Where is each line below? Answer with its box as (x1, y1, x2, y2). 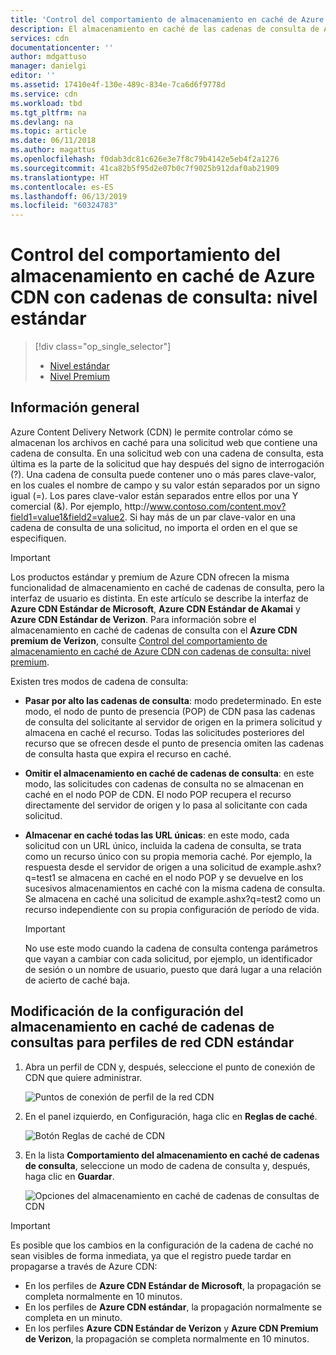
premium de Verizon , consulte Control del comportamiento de (10, 634, 268, 646)
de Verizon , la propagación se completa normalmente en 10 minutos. (24, 1332, 310, 1345)
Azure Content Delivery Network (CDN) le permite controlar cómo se (10, 426, 294, 438)
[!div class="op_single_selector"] (34, 341, 172, 353)
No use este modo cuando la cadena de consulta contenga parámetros (24, 942, 318, 954)
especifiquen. (10, 532, 67, 544)
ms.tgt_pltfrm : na (10, 107, 87, 118)
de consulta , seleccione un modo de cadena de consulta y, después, (24, 1159, 311, 1171)
